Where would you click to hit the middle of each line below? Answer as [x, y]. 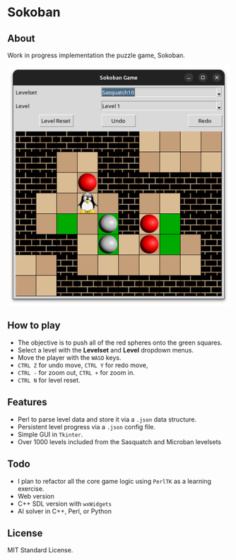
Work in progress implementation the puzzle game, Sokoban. [96, 55]
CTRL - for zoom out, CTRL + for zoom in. [76, 372]
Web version [36, 496]
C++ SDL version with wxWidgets [64, 504]
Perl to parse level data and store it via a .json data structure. [107, 419]
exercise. [31, 489]
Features [27, 402]
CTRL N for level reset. [49, 380]
